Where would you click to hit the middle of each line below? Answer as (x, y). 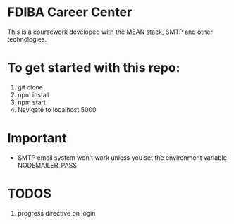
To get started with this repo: (94, 68)
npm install (33, 94)
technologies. (27, 39)
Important (37, 138)
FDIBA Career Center (70, 12)
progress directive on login (56, 213)
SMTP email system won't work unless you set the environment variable (122, 157)
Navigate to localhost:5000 (57, 109)
